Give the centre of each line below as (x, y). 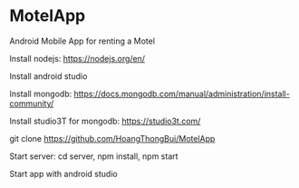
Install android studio (48, 76)
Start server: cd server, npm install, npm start (94, 156)
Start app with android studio (63, 173)
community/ (32, 103)
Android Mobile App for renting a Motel (82, 41)
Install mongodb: (41, 94)
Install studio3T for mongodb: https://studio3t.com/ (105, 121)
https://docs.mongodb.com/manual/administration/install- (182, 94)
